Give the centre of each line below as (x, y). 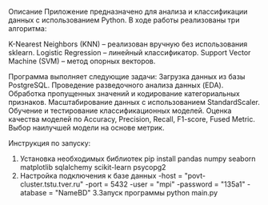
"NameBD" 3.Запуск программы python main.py (136, 193)
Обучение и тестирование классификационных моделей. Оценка (120, 111)
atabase (33, 193)
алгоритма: (28, 28)
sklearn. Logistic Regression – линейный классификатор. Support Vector (130, 52)
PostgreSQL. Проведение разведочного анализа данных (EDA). (116, 85)
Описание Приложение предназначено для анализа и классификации (128, 12)
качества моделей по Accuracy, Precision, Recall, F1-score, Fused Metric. (132, 119)
